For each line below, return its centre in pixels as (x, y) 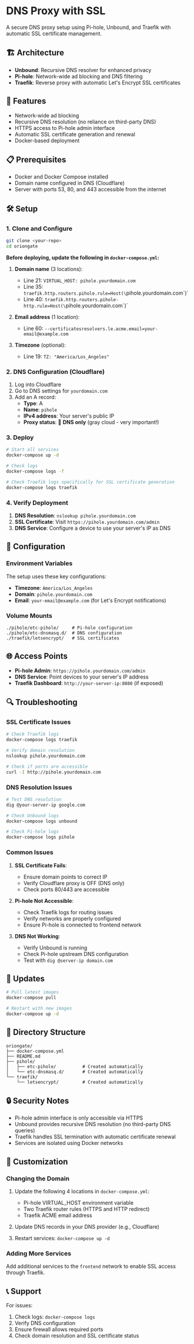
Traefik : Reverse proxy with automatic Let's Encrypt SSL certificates (98, 82)
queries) (25, 1131)
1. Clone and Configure (39, 229)
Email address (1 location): (47, 317)
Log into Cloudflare (38, 384)
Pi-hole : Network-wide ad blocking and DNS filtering (78, 76)
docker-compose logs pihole (41, 837)
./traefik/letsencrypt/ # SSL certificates (63, 638)
